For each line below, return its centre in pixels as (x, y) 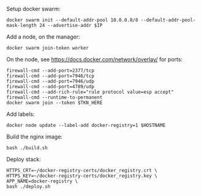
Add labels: (21, 114)
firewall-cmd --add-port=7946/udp (51, 81)
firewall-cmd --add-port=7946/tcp (51, 76)
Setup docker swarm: (33, 9)
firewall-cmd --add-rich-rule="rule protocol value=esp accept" (90, 92)
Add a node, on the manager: (43, 37)
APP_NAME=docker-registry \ (42, 181)
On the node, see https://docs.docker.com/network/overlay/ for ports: (94, 59)
